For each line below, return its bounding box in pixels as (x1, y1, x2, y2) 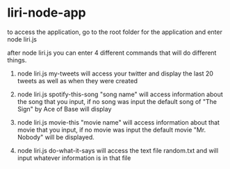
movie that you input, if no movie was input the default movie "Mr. (17, 125, 206, 134)
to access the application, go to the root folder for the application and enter (7, 28, 222, 36)
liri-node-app (7, 5, 86, 21)
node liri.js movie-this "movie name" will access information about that (17, 118, 220, 126)
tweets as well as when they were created (17, 76, 138, 84)
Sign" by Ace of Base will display (17, 105, 112, 113)
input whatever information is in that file (17, 154, 131, 162)
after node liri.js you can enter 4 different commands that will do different (7, 48, 217, 57)
